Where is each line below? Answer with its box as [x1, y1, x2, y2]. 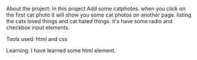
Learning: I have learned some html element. [6, 47, 116, 54]
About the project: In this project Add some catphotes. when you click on [6, 5, 186, 12]
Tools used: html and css [6, 36, 67, 42]
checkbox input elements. [6, 24, 70, 31]
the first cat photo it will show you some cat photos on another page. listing [6, 11, 192, 18]
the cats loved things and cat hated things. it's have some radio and [6, 18, 173, 24]
